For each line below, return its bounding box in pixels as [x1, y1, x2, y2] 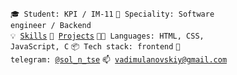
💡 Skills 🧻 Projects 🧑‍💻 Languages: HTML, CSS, [10, 31, 205, 41]
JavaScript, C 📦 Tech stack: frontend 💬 [10, 42, 181, 52]
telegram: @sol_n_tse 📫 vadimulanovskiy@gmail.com [10, 55, 228, 65]
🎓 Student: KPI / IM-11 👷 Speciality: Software [10, 9, 215, 19]
